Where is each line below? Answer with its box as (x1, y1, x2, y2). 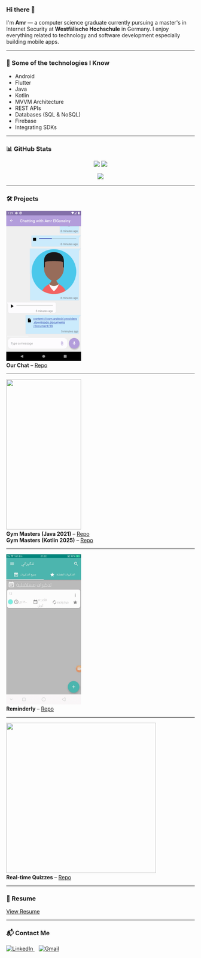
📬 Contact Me (6, 929, 50, 938)
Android (14, 72, 35, 80)
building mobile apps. (6, 38, 59, 46)
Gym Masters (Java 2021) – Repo (6, 530, 90, 538)
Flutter (14, 79, 32, 86)
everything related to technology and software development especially (6, 32, 181, 39)
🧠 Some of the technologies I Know (6, 59, 109, 67)
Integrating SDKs (14, 123, 57, 131)
